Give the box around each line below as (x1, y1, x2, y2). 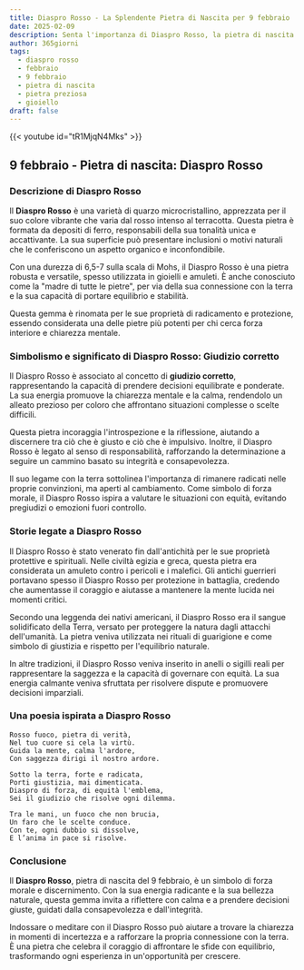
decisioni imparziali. (9, 687, 84, 698)
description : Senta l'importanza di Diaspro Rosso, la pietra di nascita (9, 30, 295, 39)
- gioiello (17, 97, 59, 107)
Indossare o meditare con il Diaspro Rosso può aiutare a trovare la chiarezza (9, 922, 295, 933)
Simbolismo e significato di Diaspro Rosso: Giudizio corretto (9, 350, 279, 362)
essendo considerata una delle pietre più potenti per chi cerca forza (9, 317, 263, 328)
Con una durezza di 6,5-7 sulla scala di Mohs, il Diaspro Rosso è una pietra (9, 261, 289, 272)
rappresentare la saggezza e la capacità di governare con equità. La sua (9, 668, 279, 678)
